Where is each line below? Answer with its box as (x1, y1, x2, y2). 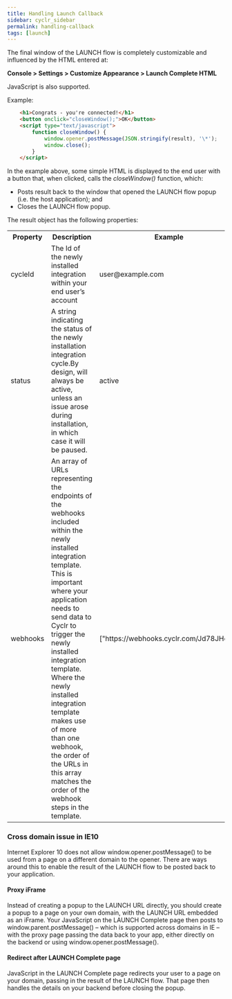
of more (50, 725, 77, 735)
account (50, 296, 78, 305)
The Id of (50, 244, 81, 253)
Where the (50, 673, 85, 683)
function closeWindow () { (32, 129, 107, 136)
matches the (50, 777, 92, 786)
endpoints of (50, 491, 93, 501)
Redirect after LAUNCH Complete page (7, 953, 121, 962)
